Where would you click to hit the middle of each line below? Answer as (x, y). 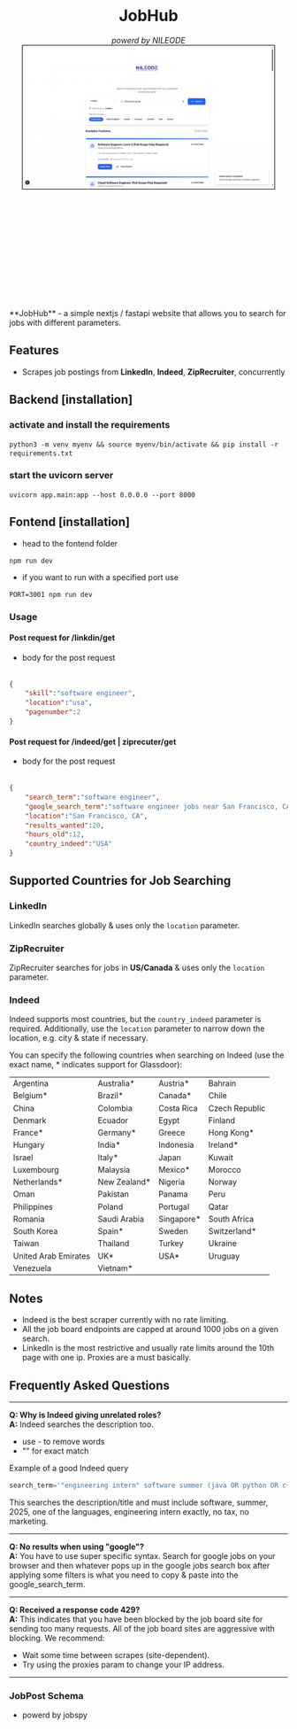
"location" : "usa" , (59, 703)
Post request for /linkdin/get (62, 638)
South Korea (35, 1231)
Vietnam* (115, 1268)
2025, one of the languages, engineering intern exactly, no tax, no (129, 1511)
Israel (23, 1157)
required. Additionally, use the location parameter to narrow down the (137, 1028)
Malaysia (114, 1169)
